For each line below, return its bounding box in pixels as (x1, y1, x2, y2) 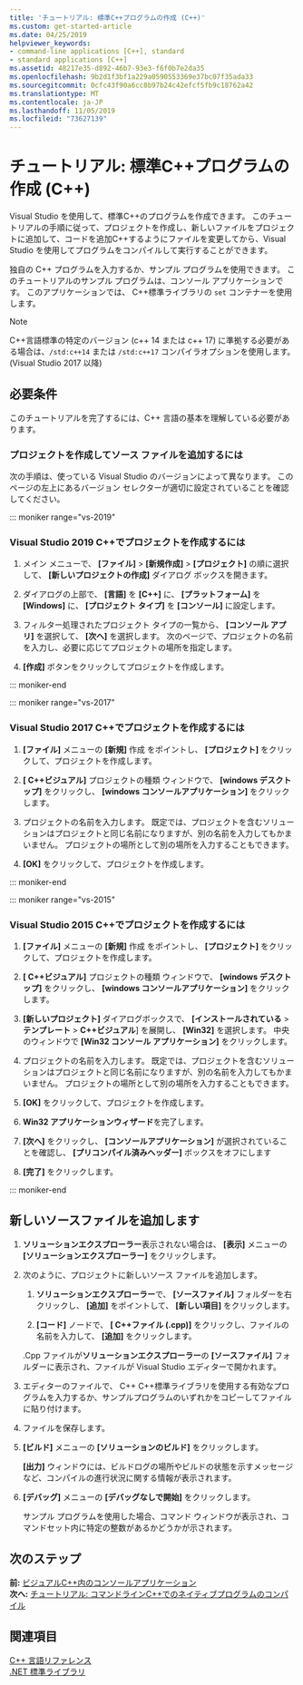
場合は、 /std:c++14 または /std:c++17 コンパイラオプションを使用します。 (16, 346, 296, 357)
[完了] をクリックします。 (22, 1166, 118, 1177)
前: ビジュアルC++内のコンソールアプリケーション (9, 1577, 197, 1588)
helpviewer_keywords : (9, 38, 92, 48)
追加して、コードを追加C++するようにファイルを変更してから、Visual (24, 233, 287, 245)
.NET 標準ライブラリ (9, 1666, 86, 1677)
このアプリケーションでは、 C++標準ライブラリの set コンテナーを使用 (26, 287, 293, 297)
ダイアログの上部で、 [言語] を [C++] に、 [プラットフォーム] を (22, 589, 261, 599)
